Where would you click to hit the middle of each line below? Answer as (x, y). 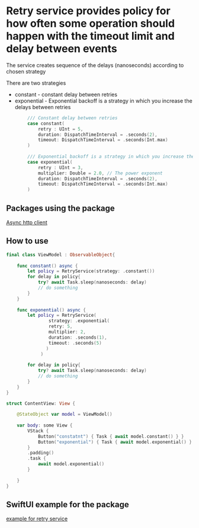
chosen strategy (26, 71)
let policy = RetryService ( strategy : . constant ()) (91, 271)
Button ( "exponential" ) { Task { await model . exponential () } (115, 442)
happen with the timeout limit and (90, 36)
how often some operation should (91, 23)
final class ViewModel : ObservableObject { (61, 255)
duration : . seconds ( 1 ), (78, 337)
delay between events (62, 49)
